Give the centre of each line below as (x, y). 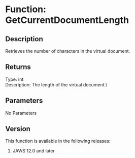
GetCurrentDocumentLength (67, 20)
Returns (18, 67)
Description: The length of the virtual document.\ (56, 84)
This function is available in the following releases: (58, 141)
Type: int (14, 79)
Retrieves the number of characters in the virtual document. (68, 51)
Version (18, 129)
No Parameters (21, 113)
